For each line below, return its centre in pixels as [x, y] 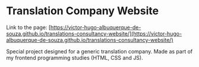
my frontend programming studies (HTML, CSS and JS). [75, 58]
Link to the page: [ [29, 27]
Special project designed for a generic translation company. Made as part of [99, 51]
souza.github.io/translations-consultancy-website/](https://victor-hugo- [94, 33]
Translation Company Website [83, 11]
